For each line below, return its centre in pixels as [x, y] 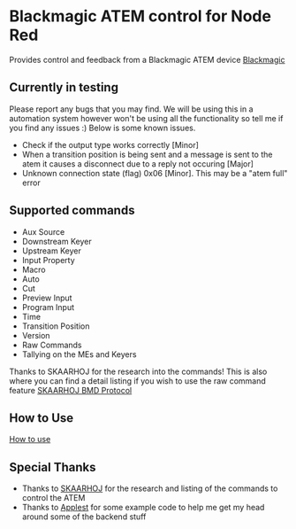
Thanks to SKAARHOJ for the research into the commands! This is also [138, 371]
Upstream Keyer [51, 251]
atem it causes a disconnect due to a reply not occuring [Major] [138, 163]
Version [36, 335]
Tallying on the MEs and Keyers [79, 354]
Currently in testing [64, 87]
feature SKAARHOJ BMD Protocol [71, 390]
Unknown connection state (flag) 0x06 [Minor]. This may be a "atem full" [155, 173]
